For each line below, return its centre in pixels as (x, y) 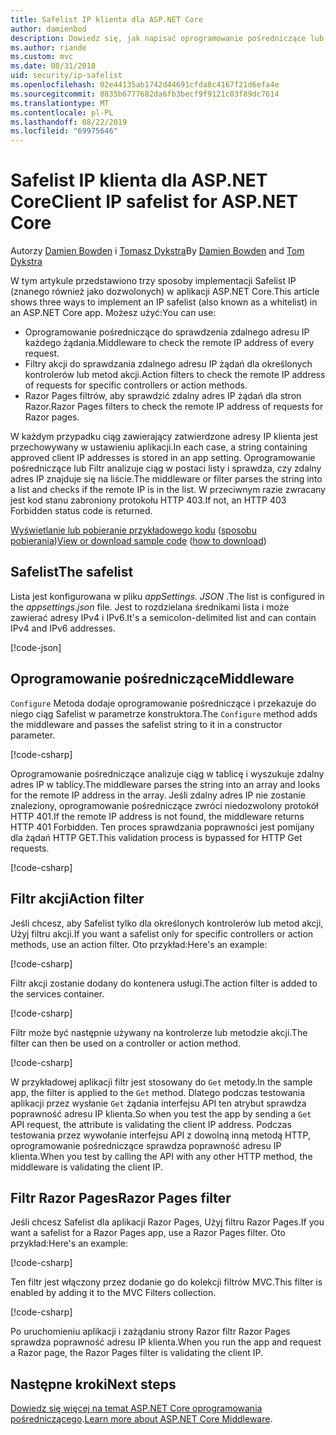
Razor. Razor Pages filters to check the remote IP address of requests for (174, 407)
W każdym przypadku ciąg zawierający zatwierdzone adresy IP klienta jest (164, 437)
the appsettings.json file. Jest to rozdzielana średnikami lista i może (150, 607)
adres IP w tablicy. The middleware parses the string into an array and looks (165, 784)
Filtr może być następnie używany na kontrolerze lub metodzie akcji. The (159, 1032)
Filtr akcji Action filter (77, 899)
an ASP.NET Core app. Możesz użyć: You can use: (113, 313)
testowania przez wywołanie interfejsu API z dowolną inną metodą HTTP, (160, 1135)
